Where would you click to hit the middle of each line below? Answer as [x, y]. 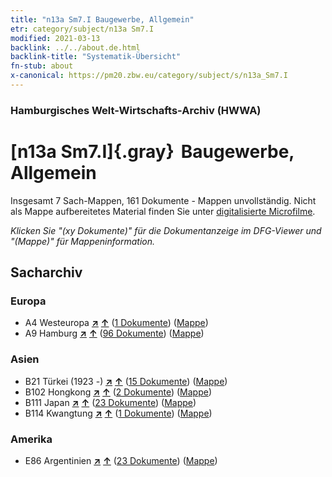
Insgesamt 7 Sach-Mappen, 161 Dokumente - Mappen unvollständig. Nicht [163, 200]
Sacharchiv [46, 272]
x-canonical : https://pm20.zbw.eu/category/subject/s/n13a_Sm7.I [149, 76]
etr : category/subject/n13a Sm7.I [82, 29]
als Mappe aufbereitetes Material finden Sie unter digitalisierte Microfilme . [163, 211]
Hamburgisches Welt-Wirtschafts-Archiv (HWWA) [136, 110]
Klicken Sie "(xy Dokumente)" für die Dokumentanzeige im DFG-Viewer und [166, 230]
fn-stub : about [42, 66]
